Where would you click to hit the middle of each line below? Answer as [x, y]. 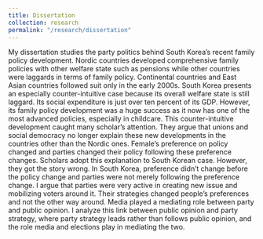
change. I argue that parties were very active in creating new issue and [123, 186]
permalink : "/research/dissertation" [70, 30]
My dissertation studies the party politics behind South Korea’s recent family [131, 53]
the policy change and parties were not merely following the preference [124, 177]
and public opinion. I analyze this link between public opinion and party [123, 210]
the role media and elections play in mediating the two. [97, 227]
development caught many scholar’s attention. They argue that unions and [128, 127]
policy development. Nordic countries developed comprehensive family [124, 60]
